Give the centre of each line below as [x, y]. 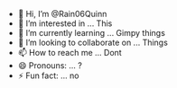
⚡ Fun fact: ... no [48, 75]
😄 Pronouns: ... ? [50, 66]
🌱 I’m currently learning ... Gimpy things [91, 33]
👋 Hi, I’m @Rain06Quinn [62, 14]
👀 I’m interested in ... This [65, 23]
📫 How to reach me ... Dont [70, 53]
